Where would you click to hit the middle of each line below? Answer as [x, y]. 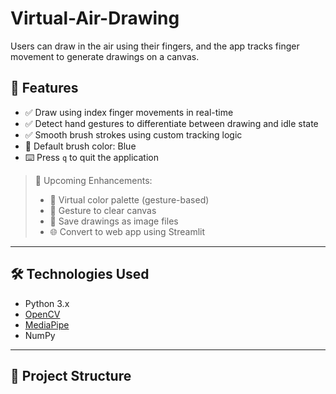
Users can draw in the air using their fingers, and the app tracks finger [155, 46]
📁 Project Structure [71, 375]
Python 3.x [47, 303]
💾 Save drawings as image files [114, 221]
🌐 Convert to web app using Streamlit [127, 231]
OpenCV [42, 314]
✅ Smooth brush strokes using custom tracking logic [133, 134]
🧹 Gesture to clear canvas [103, 210]
